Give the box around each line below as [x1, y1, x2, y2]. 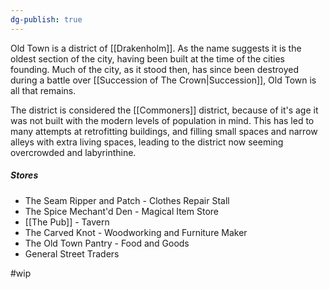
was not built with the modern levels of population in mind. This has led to [10, 114, 315, 126]
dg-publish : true [10, 14, 83, 25]
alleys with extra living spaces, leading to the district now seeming [10, 136, 284, 148]
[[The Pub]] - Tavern [24, 216, 110, 228]
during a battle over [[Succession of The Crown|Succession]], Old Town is [10, 74, 317, 86]
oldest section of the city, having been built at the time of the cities [10, 52, 285, 65]
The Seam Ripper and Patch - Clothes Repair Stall [24, 194, 230, 206]
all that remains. [10, 84, 77, 96]
